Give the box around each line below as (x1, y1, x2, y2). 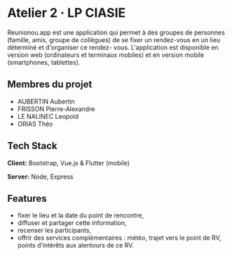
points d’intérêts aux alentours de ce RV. (17, 241, 135, 250)
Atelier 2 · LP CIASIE (7, 5, 126, 21)
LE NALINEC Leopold (17, 112, 79, 120)
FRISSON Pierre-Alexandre (17, 104, 95, 113)
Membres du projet (7, 79, 93, 91)
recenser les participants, (17, 226, 92, 235)
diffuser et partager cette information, (17, 219, 128, 227)
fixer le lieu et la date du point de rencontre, (17, 211, 144, 219)
